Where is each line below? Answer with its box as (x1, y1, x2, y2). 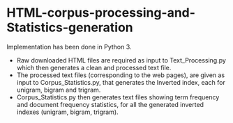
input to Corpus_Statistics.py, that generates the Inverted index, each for (16, 78, 226, 86)
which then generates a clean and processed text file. (16, 63, 172, 72)
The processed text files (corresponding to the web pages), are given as (16, 71, 225, 79)
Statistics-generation (6, 19, 133, 35)
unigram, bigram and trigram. (16, 85, 101, 94)
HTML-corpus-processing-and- (6, 5, 196, 21)
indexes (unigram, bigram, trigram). (16, 108, 119, 116)
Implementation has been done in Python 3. (6, 42, 132, 51)
